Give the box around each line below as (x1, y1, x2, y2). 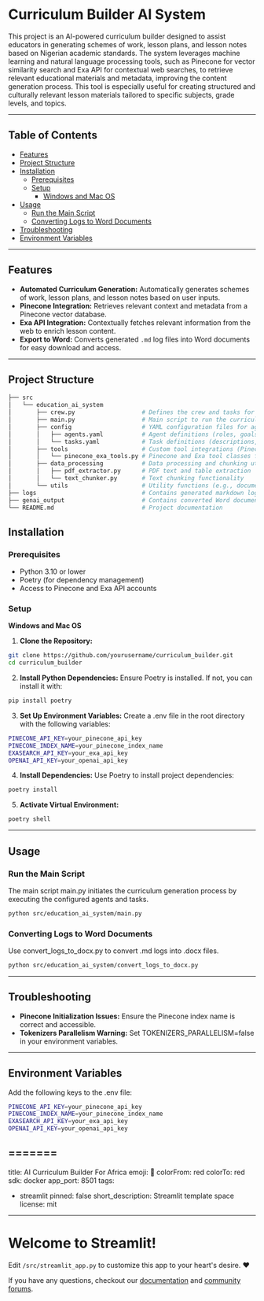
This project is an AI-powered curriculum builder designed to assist (8, 31, 226, 41)
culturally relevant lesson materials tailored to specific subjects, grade (8, 90, 235, 99)
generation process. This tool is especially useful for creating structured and (8, 81, 256, 91)
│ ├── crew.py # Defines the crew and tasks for (8, 408, 255, 416)
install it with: (19, 682, 63, 691)
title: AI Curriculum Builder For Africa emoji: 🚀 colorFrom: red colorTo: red (8, 1167, 245, 1177)
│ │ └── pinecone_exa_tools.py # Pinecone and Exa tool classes (8, 453, 251, 460)
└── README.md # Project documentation (8, 504, 223, 512)
